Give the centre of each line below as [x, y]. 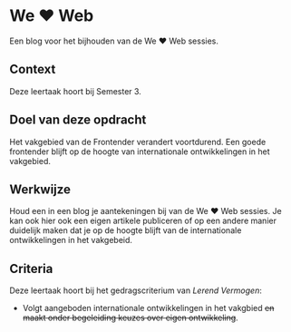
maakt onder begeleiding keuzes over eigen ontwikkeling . [130, 317]
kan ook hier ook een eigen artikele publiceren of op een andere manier [143, 221]
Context [33, 69]
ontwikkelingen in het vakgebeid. [71, 240]
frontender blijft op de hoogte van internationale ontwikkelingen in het [140, 151]
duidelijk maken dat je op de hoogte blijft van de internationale [126, 230]
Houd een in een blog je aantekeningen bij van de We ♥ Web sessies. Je [146, 211]
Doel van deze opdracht [78, 120]
